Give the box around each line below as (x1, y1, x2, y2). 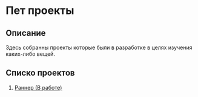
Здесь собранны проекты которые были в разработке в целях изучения (5, 44, 193, 51)
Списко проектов (5, 68, 75, 78)
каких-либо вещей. (5, 50, 56, 58)
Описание (5, 28, 46, 38)
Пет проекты (5, 4, 74, 18)
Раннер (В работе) (14, 84, 62, 91)
